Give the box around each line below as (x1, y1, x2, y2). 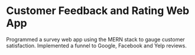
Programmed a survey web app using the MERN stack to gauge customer (6, 36, 185, 43)
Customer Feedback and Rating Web (6, 4, 190, 18)
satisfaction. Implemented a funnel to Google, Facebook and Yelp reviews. (6, 42, 187, 49)
